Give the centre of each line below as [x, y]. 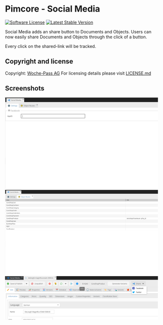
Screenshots [25, 88]
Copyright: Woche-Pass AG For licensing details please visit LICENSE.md [78, 73]
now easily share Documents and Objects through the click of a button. [76, 37]
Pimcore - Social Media [53, 9]
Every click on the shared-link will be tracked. [50, 46]
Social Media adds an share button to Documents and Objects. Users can [78, 31]
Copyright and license [39, 62]
